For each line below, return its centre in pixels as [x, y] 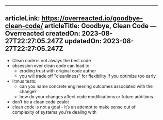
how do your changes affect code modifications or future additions [86, 96]
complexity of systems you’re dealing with [54, 112]
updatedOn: [83, 41]
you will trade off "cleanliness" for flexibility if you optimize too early [88, 76]
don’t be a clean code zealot [41, 102]
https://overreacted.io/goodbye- [92, 18]
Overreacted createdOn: [43, 34]
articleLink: [23, 18]
